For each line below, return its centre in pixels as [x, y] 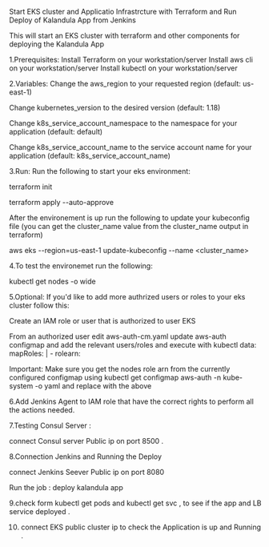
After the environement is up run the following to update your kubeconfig [130, 218]
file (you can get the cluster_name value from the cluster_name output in [129, 226]
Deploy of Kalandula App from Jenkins [73, 20]
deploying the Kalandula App [57, 44]
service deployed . [40, 511]
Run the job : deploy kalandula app [66, 487]
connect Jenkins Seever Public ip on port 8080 [87, 472]
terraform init [31, 187]
